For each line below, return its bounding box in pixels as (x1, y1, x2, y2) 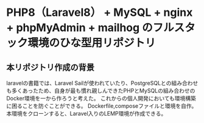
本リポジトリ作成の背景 (6, 62, 94, 72)
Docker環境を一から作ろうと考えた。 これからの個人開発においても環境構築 (6, 95, 197, 102)
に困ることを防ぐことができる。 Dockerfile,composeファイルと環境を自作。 (6, 102, 197, 110)
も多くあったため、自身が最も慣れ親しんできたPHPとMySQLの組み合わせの (6, 87, 195, 94)
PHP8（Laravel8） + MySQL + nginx (6, 5, 193, 19)
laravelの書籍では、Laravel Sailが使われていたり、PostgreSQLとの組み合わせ (6, 80, 199, 86)
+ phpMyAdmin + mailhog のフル (6, 21, 175, 35)
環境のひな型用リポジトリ (27, 36, 157, 50)
